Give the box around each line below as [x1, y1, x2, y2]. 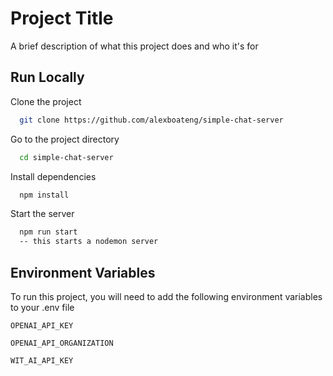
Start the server [10, 208, 75, 220]
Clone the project [10, 95, 82, 107]
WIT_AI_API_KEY [10, 355, 74, 366]
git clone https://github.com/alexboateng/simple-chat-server [19, 115, 284, 125]
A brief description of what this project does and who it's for [10, 40, 259, 52]
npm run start [19, 227, 78, 237]
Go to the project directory [10, 133, 120, 145]
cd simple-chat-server [19, 152, 114, 162]
